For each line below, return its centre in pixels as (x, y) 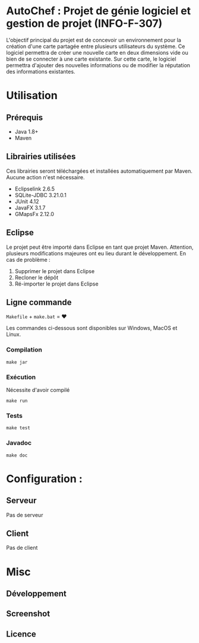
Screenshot (28, 614)
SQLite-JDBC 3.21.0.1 (40, 195)
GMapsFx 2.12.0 (34, 214)
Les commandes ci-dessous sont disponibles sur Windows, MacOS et (92, 328)
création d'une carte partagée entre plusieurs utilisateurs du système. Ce (96, 46)
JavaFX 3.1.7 (30, 208)
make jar (17, 362)
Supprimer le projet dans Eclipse (55, 271)
